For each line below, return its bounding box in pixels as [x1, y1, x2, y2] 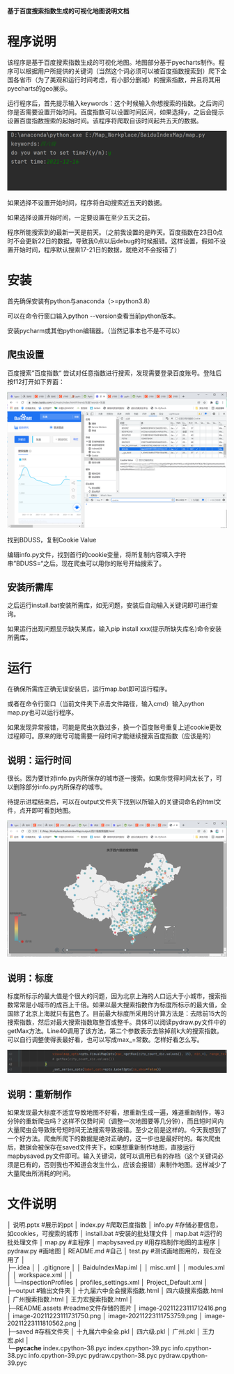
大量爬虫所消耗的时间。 [7, 1169, 75, 1177]
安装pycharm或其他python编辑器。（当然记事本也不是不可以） [7, 326, 184, 335]
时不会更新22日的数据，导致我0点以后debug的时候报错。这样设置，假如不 [7, 236, 221, 245]
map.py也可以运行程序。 [7, 708, 78, 717]
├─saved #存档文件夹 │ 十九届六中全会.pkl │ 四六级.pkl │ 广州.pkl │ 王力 [7, 1327, 214, 1336]
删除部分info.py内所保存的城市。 [13, 783, 107, 791]
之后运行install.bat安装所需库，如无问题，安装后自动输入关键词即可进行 [7, 601, 212, 609]
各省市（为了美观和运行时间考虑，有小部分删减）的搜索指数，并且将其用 [13, 75, 221, 84]
